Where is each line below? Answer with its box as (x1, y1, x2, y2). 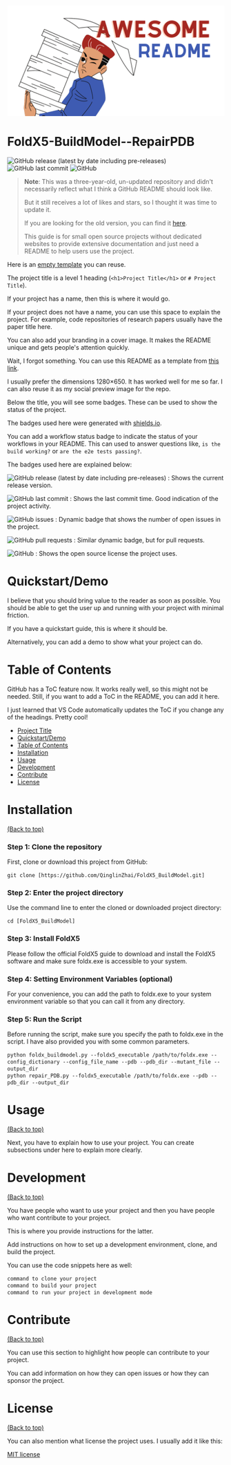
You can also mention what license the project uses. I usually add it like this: (7, 1437, 223, 1445)
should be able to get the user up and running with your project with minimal (7, 603, 224, 612)
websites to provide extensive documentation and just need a (23, 239, 199, 247)
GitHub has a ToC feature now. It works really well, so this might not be (7, 685, 208, 693)
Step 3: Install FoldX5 (7, 934, 81, 943)
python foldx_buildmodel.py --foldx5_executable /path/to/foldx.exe (7, 1052, 208, 1059)
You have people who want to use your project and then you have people (7, 1207, 215, 1215)
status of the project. (7, 405, 67, 413)
